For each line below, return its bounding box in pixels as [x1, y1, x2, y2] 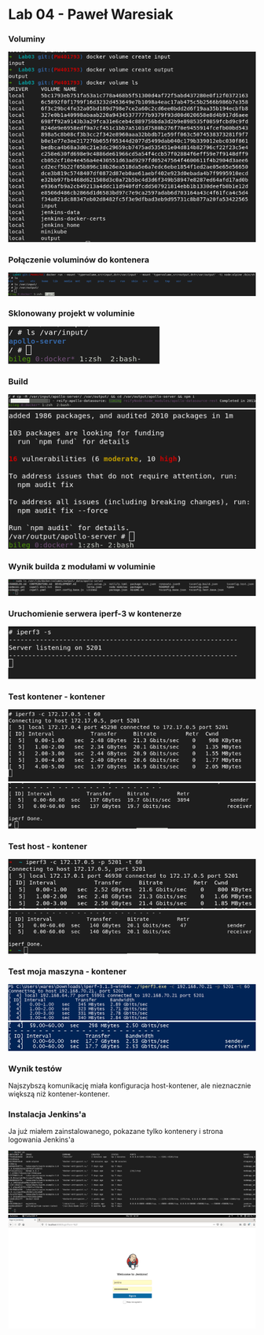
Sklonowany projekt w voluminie [8, 308, 135, 319]
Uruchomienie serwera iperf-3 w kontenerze [8, 609, 182, 620]
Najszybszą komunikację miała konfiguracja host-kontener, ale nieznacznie [8, 1081, 251, 1090]
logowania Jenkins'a [8, 1135, 75, 1144]
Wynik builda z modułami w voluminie [8, 561, 156, 572]
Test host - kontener [8, 841, 88, 852]
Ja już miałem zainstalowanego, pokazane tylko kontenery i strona [8, 1127, 224, 1136]
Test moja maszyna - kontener [8, 966, 127, 977]
